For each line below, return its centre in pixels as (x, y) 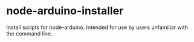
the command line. (29, 33)
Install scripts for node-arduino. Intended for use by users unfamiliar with (97, 27)
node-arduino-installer (65, 11)
